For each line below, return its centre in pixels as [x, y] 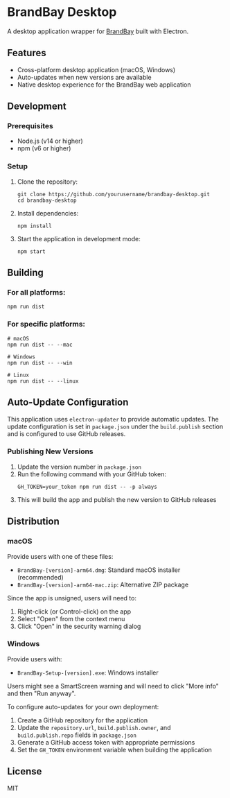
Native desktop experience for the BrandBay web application [104, 85]
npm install [34, 226]
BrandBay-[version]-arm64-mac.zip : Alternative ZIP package [103, 584]
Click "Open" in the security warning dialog [79, 626]
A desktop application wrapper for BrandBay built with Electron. [98, 31]
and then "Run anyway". [42, 693]
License [25, 771]
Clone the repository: [47, 182]
